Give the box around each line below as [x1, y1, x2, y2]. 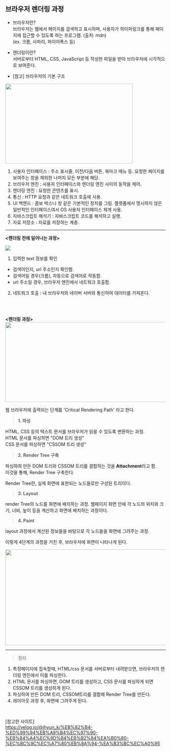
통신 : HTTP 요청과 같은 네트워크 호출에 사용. [12, 194, 102, 200]
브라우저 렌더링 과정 [5, 5, 64, 14]
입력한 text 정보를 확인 [12, 255, 58, 262]
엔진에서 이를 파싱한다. [22, 672, 68, 678]
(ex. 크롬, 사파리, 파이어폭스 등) [12, 38, 75, 44]
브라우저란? [12, 19, 36, 26]
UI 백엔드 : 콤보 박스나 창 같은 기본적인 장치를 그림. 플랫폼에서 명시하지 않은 [12, 200, 162, 206]
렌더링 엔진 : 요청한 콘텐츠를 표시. [12, 187, 79, 193]
